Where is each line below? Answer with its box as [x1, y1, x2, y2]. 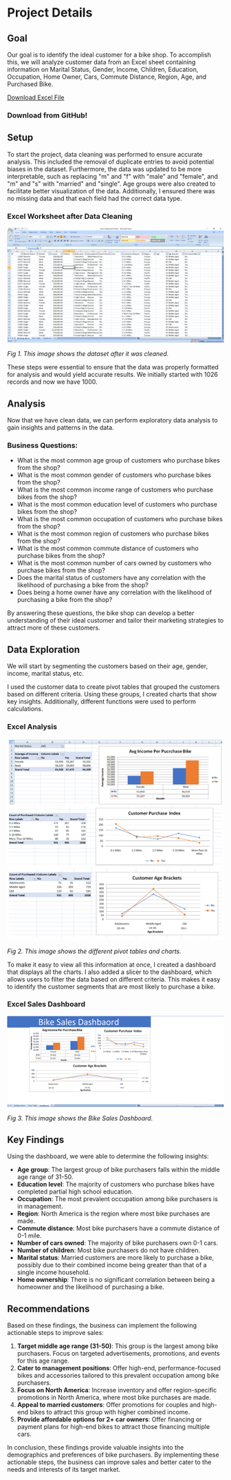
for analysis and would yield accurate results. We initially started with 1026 [7, 371, 219, 379]
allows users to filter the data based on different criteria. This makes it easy [7, 975, 221, 983]
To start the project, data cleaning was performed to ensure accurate [7, 150, 203, 158]
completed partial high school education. [16, 1187, 133, 1196]
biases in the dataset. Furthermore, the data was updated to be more [7, 164, 202, 173]
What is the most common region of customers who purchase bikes [16, 529, 210, 538]
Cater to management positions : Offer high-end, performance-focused [16, 1364, 221, 1372]
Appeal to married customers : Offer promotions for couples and [16, 1401, 201, 1409]
